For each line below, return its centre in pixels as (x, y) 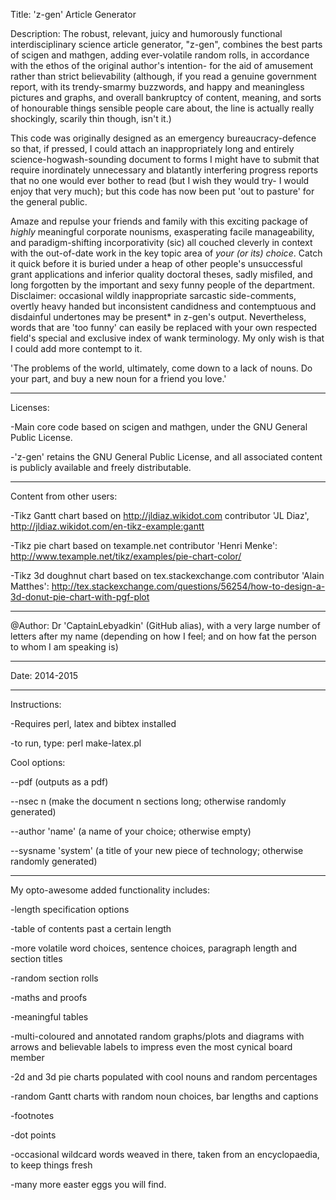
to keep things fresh (51, 1165)
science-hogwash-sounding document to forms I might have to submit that (165, 159)
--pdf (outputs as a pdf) (59, 782)
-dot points (33, 1135)
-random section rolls (54, 978)
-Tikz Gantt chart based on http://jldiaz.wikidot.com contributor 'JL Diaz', (160, 515)
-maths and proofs (49, 997)
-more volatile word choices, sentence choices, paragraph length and (154, 948)
